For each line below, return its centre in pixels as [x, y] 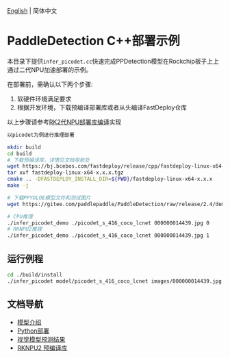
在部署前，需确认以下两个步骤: [50, 84]
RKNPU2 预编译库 [42, 348]
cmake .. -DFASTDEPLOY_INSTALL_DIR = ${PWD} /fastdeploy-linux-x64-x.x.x [110, 179]
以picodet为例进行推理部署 [41, 135]
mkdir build [24, 147]
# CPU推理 [20, 216]
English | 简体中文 [32, 11]
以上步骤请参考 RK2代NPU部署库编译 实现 [64, 122]
